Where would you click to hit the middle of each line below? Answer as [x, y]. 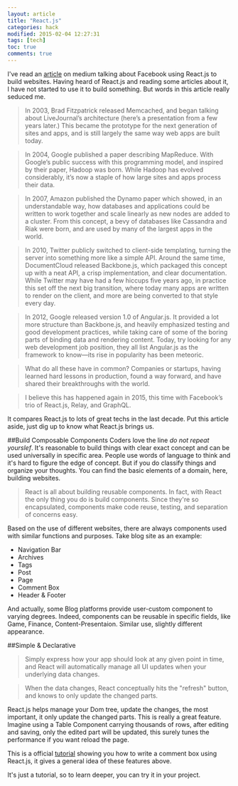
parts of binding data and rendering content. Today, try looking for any [128, 340]
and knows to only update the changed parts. [91, 696]
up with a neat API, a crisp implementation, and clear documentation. [126, 273]
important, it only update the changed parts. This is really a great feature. [114, 717]
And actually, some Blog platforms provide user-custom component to [110, 609]
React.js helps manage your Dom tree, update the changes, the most [108, 709]
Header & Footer [42, 594]
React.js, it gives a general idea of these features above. [90, 761]
